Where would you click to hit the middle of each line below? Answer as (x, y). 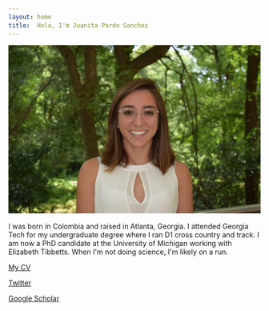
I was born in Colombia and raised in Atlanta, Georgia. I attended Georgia (128, 226)
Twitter (20, 283)
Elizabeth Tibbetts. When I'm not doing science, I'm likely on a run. (118, 252)
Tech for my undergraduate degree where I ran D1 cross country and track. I (134, 235)
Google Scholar (34, 299)
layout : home (30, 17)
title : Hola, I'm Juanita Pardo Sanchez (78, 25)
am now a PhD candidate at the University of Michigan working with (120, 244)
